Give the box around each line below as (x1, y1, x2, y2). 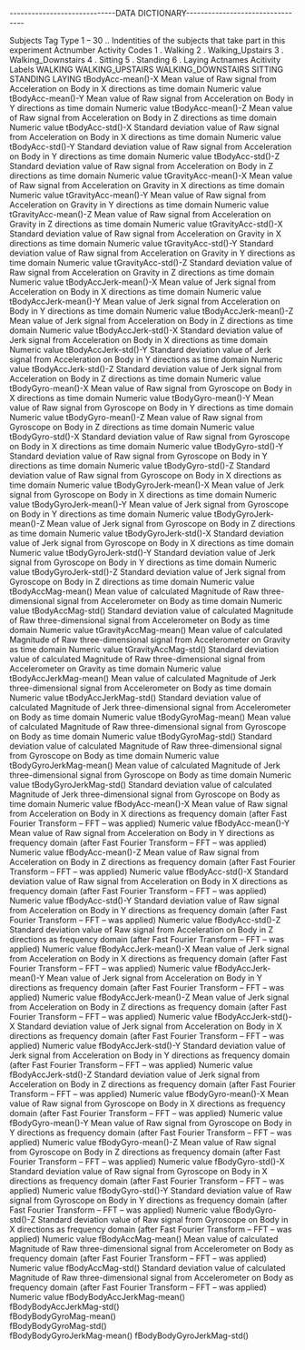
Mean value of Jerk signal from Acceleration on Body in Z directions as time (9, 316, 293, 326)
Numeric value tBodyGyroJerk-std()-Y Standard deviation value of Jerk (9, 548, 276, 558)
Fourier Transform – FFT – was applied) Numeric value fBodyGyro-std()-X (9, 1156, 286, 1167)
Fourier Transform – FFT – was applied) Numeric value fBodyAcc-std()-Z (9, 914, 281, 925)
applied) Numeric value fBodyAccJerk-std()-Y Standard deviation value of (9, 1041, 286, 1051)
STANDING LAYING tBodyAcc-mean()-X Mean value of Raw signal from (9, 74, 277, 85)
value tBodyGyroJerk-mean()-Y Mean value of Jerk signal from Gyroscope (9, 499, 289, 509)
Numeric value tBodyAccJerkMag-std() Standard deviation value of (9, 692, 261, 703)
